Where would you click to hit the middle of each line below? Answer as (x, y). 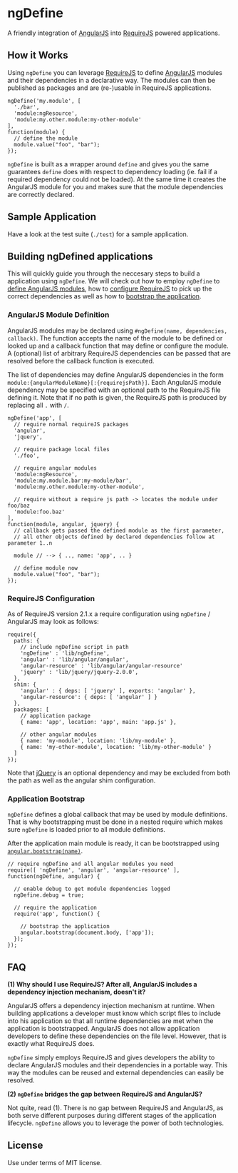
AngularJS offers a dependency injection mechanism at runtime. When (111, 1006)
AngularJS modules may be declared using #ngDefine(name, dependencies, (118, 331)
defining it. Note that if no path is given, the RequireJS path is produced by (117, 397)
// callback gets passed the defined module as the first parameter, (119, 530)
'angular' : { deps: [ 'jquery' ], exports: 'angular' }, (108, 690)
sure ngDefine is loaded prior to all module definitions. (87, 830)
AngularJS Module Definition (58, 315)
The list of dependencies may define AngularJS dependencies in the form (116, 374)
